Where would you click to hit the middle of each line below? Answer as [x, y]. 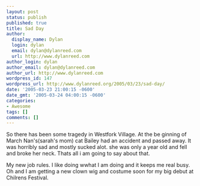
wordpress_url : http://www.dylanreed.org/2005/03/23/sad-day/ [86, 84]
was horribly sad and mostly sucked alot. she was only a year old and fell [97, 147]
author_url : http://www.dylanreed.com [55, 73]
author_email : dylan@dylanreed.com [51, 67]
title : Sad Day [25, 28]
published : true [26, 23]
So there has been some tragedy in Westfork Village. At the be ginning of [97, 135]
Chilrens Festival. [28, 178]
